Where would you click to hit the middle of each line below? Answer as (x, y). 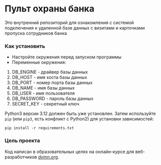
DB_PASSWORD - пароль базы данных (53, 98)
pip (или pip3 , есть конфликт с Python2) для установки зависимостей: (79, 119)
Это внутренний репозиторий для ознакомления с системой (69, 22)
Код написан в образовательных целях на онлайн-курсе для (69, 151)
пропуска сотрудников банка (36, 33)
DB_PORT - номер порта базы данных (52, 82)
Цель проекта (22, 140)
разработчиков (21, 157)
